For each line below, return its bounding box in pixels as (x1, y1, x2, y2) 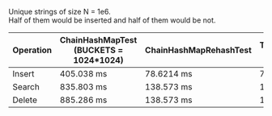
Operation (12, 44, 53, 56)
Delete (12, 94, 38, 106)
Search (12, 81, 40, 92)
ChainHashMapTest (59, 35, 138, 45)
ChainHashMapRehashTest (144, 44, 253, 56)
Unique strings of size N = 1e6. (8, 7, 111, 16)
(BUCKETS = (74, 44, 124, 56)
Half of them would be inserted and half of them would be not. (8, 15, 216, 25)
